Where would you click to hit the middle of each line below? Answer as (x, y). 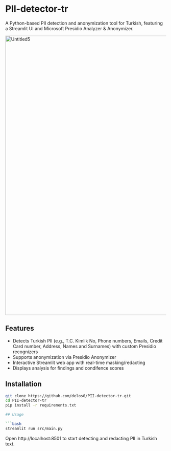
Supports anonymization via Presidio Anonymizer (64, 357)
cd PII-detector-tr (26, 401)
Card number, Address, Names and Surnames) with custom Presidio (84, 346)
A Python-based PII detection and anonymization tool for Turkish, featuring (84, 23)
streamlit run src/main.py (34, 428)
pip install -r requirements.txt (41, 405)
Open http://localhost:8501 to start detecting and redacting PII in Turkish (81, 438)
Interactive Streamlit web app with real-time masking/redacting (79, 362)
